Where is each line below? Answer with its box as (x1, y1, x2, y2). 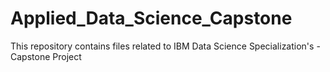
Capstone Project (10, 50, 82, 62)
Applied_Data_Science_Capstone (10, 7, 293, 30)
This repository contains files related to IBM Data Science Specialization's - (10, 40, 321, 52)
